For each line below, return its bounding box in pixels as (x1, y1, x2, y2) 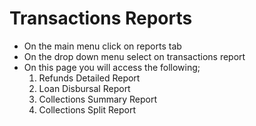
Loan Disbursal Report (38, 82, 131, 94)
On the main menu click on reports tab (23, 40, 182, 52)
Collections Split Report (38, 103, 136, 116)
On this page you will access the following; (23, 61, 201, 73)
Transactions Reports (9, 7, 193, 30)
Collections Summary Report (38, 93, 158, 105)
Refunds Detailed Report (38, 72, 141, 84)
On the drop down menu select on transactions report (23, 50, 246, 62)
